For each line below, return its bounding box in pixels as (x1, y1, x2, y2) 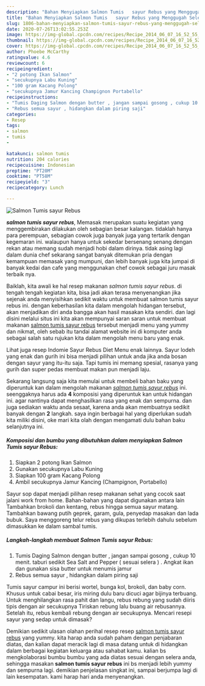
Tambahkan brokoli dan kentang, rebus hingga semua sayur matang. (6, 503, 179, 510)
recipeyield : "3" (6, 179, 51, 185)
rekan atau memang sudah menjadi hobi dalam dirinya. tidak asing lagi (6, 244, 183, 252)
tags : (6, 123, 20, 129)
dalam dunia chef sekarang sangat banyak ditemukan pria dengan (6, 251, 173, 258)
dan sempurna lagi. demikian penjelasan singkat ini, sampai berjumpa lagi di (6, 666, 198, 674)
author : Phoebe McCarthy (6, 49, 70, 55)
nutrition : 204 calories (6, 156, 70, 162)
